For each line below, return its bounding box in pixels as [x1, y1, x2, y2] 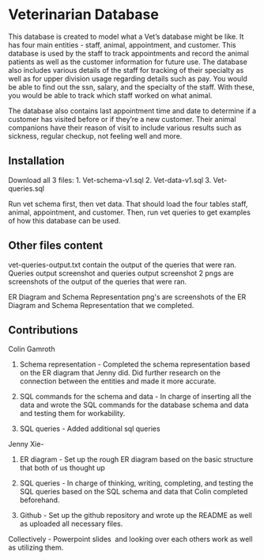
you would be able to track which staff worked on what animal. [8, 90, 213, 100]
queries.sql [8, 184, 45, 193]
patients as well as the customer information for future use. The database [8, 57, 247, 67]
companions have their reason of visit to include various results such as [8, 123, 242, 132]
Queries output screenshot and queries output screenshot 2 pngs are [8, 268, 235, 278]
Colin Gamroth [8, 345, 55, 354]
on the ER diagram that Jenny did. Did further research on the [19, 368, 221, 378]
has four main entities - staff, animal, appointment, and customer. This [8, 40, 236, 49]
